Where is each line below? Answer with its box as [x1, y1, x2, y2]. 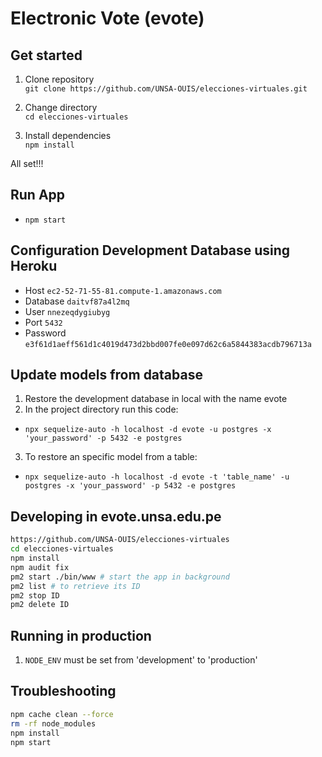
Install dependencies [24, 130, 112, 141]
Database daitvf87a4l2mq [24, 295, 130, 307]
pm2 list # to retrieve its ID [10, 581, 141, 591]
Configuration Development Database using [10, 242, 291, 259]
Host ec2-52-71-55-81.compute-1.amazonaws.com [24, 284, 222, 296]
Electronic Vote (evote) [10, 7, 205, 30]
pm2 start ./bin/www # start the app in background [10, 572, 230, 582]
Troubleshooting [10, 683, 117, 700]
